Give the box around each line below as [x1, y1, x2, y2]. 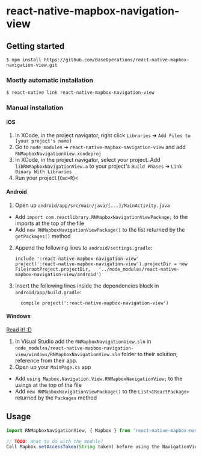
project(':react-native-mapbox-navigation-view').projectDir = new [14, 260, 188, 267]
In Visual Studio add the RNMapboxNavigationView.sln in [14, 337, 151, 345]
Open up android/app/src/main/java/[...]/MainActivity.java [14, 202, 170, 209]
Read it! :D [6, 326, 32, 333]
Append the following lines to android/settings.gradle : [14, 244, 153, 251]
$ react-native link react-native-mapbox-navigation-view [6, 90, 155, 96]
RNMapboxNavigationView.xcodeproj [14, 151, 102, 157]
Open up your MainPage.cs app [14, 363, 91, 371]
